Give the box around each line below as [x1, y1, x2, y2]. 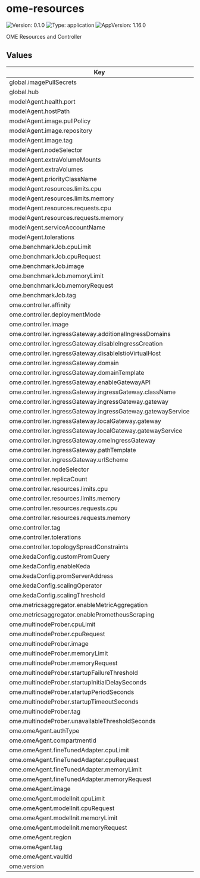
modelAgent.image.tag [9, 136, 73, 144]
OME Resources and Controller [6, 33, 82, 40]
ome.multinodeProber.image [9, 639, 89, 647]
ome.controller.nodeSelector [9, 465, 89, 474]
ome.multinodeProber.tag [9, 707, 81, 715]
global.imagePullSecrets [9, 78, 77, 86]
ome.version [9, 862, 44, 870]
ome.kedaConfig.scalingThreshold [9, 591, 105, 599]
